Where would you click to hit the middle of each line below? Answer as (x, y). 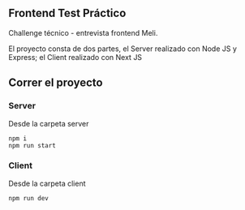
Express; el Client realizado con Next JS (75, 57)
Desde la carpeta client (47, 183)
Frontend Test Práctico (67, 13)
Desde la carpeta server (49, 123)
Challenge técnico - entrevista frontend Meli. (83, 32)
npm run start (32, 145)
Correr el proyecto (56, 83)
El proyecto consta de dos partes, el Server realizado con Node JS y (123, 49)
